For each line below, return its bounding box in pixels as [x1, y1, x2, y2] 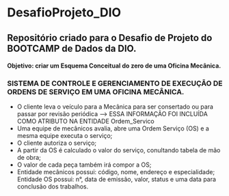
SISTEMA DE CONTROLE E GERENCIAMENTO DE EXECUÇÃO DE [7, 79, 223, 88]
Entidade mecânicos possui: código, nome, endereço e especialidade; [16, 168, 215, 176]
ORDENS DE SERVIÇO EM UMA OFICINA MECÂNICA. [7, 87, 185, 97]
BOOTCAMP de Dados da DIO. [7, 42, 137, 54]
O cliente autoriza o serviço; [16, 139, 97, 148]
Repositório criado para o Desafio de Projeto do [7, 32, 213, 44]
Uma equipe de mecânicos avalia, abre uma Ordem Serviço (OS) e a [16, 124, 210, 132]
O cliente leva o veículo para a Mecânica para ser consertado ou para [16, 102, 214, 111]
